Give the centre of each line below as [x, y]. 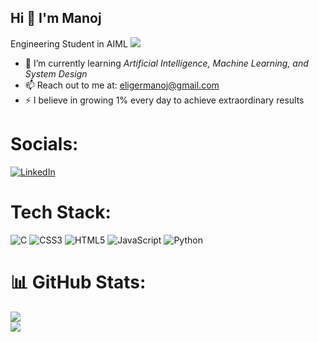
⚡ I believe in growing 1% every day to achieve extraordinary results [164, 100]
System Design [56, 73]
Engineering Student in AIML [69, 43]
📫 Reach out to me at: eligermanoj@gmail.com [122, 85]
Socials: [44, 144]
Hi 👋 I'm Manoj [56, 18]
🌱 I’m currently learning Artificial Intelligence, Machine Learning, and [166, 63]
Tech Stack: [61, 212]
